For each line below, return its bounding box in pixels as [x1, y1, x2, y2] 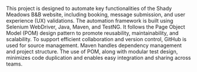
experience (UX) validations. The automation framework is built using [6, 17, 174, 24]
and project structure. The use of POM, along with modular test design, [6, 48, 178, 55]
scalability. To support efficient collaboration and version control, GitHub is [6, 36, 186, 42]
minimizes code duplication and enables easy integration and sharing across [6, 55, 191, 61]
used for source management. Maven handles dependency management [6, 42, 182, 49]
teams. [6, 60, 23, 67]
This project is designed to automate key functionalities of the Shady [6, 5, 172, 12]
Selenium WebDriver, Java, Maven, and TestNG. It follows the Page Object [6, 23, 186, 30]
